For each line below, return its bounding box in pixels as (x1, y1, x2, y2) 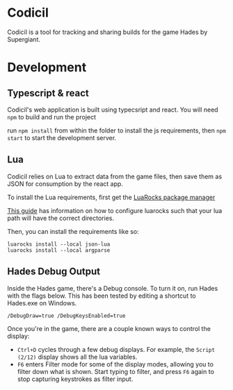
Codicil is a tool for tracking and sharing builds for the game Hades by (7, 28, 208, 36)
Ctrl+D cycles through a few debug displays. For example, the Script (17, 345, 216, 353)
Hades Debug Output (7, 266, 101, 278)
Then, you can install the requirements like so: (7, 227, 139, 235)
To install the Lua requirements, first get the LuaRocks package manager (7, 193, 216, 201)
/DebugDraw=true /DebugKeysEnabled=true (7, 312, 127, 319)
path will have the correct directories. (7, 214, 115, 222)
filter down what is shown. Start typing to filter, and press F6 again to (17, 367, 214, 375)
